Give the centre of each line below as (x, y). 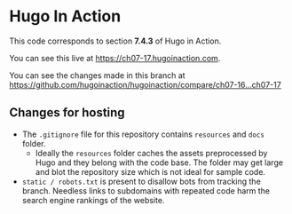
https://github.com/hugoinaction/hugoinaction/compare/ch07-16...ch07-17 (145, 84)
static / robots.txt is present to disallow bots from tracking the (142, 181)
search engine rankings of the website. (93, 200)
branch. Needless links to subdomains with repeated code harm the (146, 190)
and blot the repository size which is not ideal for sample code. (150, 171)
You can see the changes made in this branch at (97, 75)
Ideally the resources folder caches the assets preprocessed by (151, 153)
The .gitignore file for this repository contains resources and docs (143, 134)
